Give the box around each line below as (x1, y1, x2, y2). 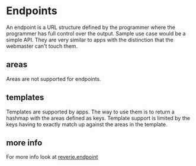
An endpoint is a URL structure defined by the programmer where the (6, 24, 176, 31)
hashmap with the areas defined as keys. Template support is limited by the (6, 114, 191, 122)
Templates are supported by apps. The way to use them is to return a (6, 108, 175, 115)
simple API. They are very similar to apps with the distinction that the (6, 36, 173, 43)
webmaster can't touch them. (6, 43, 78, 50)
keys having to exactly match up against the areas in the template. (6, 121, 168, 128)
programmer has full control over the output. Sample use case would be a (6, 30, 186, 37)
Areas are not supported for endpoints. (6, 75, 102, 82)
